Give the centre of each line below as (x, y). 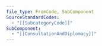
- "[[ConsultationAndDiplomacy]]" (54, 34)
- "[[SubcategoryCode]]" (42, 23)
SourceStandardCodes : (33, 17)
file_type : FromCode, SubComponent (50, 12)
